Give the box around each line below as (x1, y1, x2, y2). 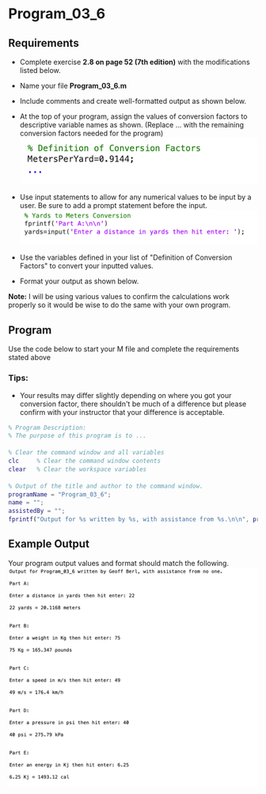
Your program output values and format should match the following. (8, 558, 230, 568)
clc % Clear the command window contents (8, 457, 161, 465)
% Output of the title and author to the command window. (8, 482, 203, 490)
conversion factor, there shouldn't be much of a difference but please (19, 399, 247, 408)
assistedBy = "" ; (8, 507, 66, 515)
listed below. (19, 66, 61, 75)
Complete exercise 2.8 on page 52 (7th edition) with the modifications (19, 57, 251, 66)
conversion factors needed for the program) (19, 128, 164, 138)
